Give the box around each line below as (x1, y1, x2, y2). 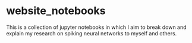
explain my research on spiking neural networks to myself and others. (6, 29, 177, 37)
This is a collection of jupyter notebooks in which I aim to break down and (6, 24, 187, 31)
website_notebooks (6, 4, 106, 18)
